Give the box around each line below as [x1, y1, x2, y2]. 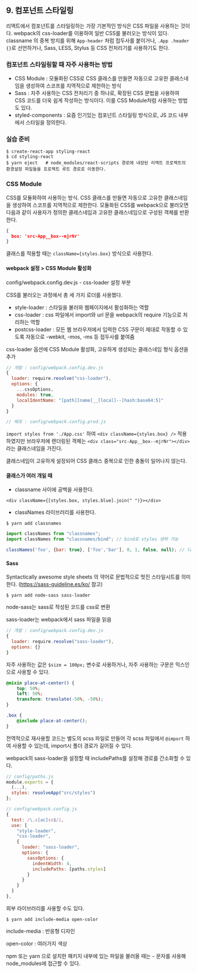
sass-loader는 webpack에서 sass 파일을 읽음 [6, 616, 112, 623]
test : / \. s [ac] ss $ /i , [11, 817, 64, 823]
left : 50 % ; [16, 691, 43, 697]
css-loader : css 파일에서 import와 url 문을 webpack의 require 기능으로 [14, 311, 182, 318]
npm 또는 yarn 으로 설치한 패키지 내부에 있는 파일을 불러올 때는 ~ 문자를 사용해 [6, 952, 186, 959]
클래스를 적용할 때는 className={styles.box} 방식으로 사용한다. [6, 250, 154, 257]
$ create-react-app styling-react [6, 149, 91, 154]
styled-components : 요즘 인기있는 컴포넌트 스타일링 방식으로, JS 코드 [14, 112, 178, 119]
